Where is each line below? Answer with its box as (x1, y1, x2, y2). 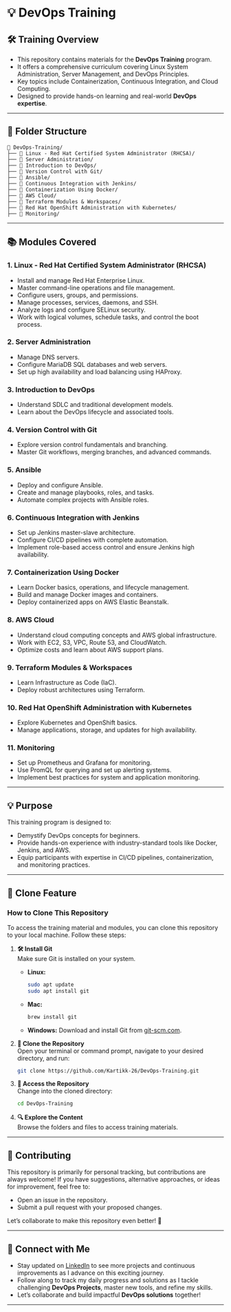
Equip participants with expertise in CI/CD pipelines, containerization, (16, 854, 214, 862)
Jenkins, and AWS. (16, 846, 71, 854)
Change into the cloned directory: (16, 1087, 113, 1096)
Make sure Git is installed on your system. (16, 954, 136, 962)
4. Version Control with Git (7, 425, 98, 435)
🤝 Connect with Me (7, 1243, 91, 1255)
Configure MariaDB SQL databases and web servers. (16, 360, 167, 368)
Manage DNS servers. (16, 353, 80, 361)
